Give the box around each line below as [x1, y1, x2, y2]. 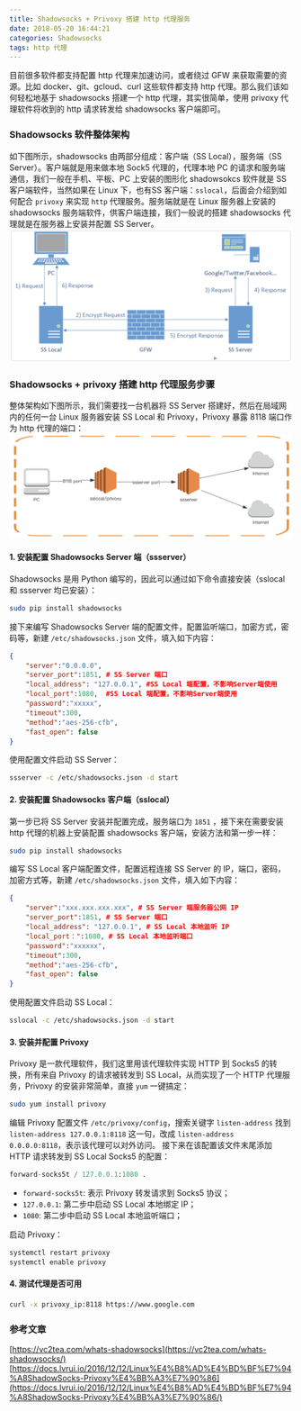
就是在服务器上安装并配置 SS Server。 [16, 218, 159, 229]
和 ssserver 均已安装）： [9, 584, 97, 595]
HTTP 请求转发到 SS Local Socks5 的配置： [9, 1151, 171, 1162]
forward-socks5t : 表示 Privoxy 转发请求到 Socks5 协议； [22, 1187, 231, 1198]
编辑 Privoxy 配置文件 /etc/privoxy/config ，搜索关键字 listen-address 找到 [9, 1117, 291, 1128]
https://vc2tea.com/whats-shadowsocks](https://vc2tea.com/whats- [12, 1344, 267, 1355]
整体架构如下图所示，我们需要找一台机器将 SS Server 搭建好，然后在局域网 [9, 401, 288, 412]
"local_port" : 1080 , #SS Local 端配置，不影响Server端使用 [25, 690, 238, 699]
